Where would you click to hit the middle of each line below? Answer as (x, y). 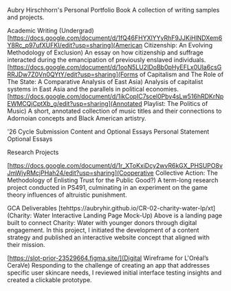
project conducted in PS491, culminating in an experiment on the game (108, 187)
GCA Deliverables (32, 208)
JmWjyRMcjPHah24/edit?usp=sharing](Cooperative (80, 173)
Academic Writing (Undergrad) (51, 31)
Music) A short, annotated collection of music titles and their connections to (114, 111)
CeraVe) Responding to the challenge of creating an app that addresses (109, 265)
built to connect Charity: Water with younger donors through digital (102, 223)
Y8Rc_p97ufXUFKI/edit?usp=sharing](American (75, 45)
